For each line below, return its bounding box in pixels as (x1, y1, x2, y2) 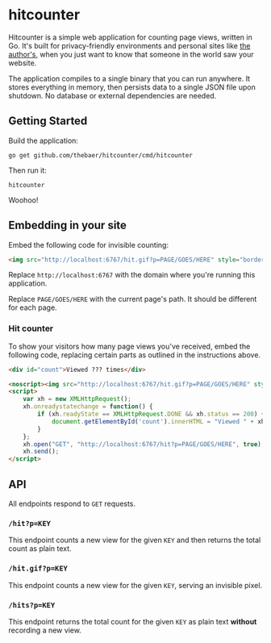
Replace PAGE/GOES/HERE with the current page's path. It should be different (8, 294, 257, 304)
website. (8, 58, 37, 68)
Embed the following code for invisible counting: (8, 240, 169, 249)
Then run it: (8, 165, 47, 175)
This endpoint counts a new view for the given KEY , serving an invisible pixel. (8, 580, 263, 590)
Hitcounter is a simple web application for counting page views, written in (8, 32, 252, 42)
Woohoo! (8, 195, 39, 205)
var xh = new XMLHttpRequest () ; (23, 395, 131, 403)
